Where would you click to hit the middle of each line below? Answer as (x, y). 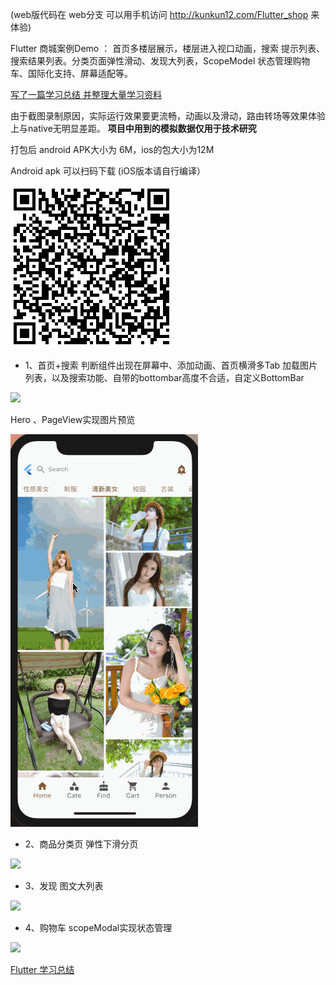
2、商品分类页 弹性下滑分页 (81, 844)
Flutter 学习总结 (42, 969)
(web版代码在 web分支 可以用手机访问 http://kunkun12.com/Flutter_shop (159, 14)
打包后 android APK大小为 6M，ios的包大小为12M (112, 149)
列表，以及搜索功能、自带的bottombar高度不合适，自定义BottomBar (164, 377)
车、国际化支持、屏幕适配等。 (71, 73)
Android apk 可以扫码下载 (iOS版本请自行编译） (108, 171)
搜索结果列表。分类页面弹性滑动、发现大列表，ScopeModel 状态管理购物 (160, 61)
